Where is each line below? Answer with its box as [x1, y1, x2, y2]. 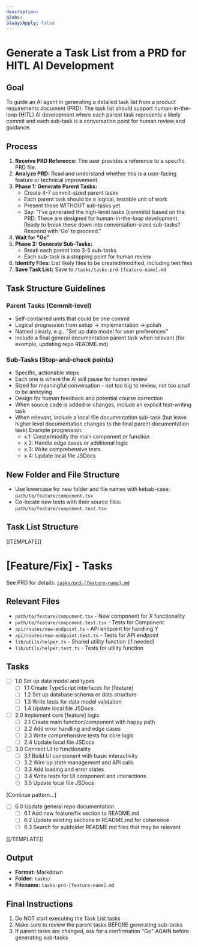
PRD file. [14, 163, 37, 171]
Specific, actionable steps [14, 369, 79, 376]
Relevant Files [6, 596, 60, 607]
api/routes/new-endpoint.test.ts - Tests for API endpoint [14, 632, 159, 639]
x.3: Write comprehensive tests [23, 446, 101, 453]
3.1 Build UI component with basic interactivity [23, 752, 138, 760]
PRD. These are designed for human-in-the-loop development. [23, 215, 179, 222]
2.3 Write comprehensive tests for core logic [23, 731, 134, 739]
